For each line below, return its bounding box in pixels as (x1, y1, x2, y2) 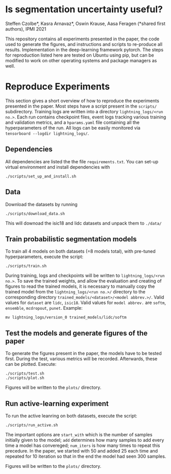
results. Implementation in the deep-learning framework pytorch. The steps (5, 46, 164, 53)
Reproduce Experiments (5, 81, 110, 92)
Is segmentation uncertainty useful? (5, 4, 163, 15)
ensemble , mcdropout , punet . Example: (5, 305, 83, 311)
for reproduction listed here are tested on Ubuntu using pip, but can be (5, 52, 154, 58)
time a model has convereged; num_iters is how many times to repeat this (5, 442, 160, 448)
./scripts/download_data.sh (5, 211, 65, 216)
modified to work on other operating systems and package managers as (5, 57, 157, 63)
